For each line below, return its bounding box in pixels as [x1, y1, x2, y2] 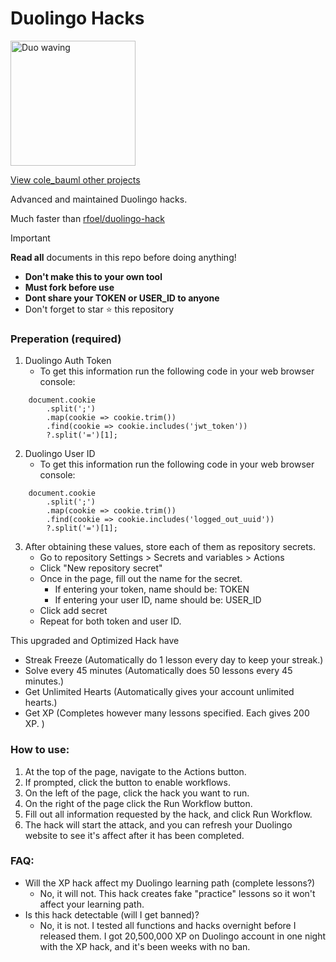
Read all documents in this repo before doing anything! [10, 251, 237, 263]
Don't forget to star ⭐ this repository [24, 303, 175, 315]
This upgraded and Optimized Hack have [10, 635, 180, 647]
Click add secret [39, 605, 108, 617]
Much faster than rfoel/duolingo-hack [10, 212, 165, 224]
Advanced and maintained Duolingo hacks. [10, 193, 188, 205]
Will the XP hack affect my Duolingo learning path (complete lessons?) [24, 877, 316, 889]
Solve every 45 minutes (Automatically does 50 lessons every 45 [24, 665, 293, 677]
